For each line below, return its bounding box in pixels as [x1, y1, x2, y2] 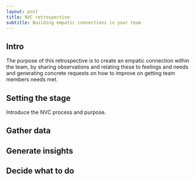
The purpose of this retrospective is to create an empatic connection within [6, 57, 190, 64]
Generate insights [6, 146, 74, 156]
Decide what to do [6, 166, 74, 176]
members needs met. [6, 76, 58, 83]
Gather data [6, 126, 51, 136]
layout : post [6, 8, 38, 15]
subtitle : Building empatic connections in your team [6, 19, 142, 25]
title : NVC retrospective [6, 14, 70, 20]
